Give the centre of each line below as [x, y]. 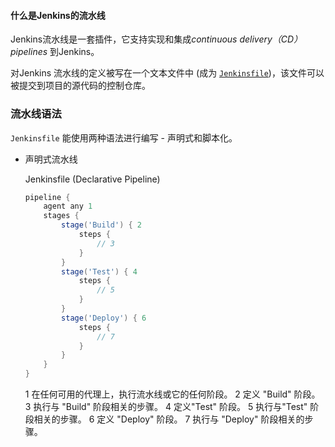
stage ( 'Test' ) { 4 [99, 271]
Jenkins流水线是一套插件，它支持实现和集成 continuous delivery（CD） [156, 39]
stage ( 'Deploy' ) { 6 [104, 318]
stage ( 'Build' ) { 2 [102, 225]
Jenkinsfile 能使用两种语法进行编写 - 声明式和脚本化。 [124, 137]
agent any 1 [68, 206]
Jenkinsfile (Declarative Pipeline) [92, 179]
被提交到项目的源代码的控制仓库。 [80, 86]
